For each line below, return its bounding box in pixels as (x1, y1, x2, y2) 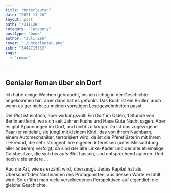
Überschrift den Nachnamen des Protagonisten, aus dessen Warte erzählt (5, 172, 161, 178)
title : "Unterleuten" (5, 7, 52, 13)
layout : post (5, 17, 33, 22)
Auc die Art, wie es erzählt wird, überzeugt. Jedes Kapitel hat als (5, 166, 141, 172)
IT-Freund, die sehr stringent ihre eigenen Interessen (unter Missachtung (5, 140, 158, 146)
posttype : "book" (5, 31, 42, 36)
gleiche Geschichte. (5, 182, 47, 188)
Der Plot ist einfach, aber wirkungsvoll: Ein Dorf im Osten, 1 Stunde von (5, 113, 155, 119)
